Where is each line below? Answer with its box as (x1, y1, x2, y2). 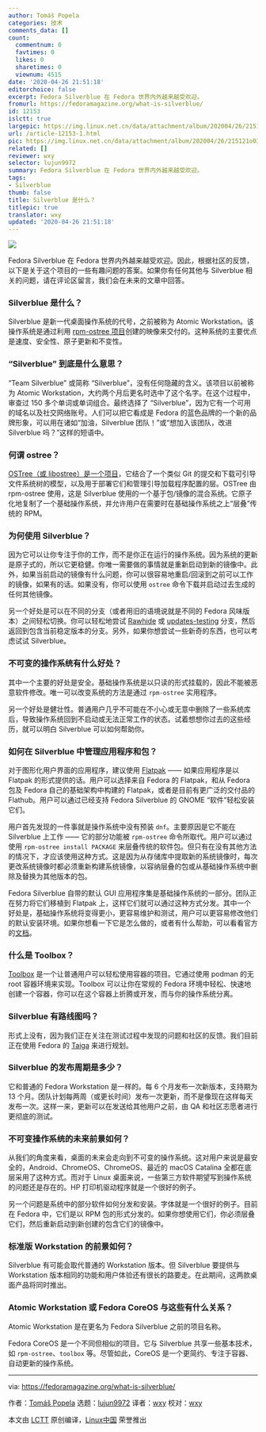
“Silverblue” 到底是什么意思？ (8, 359, 124, 370)
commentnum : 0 (15, 41, 62, 49)
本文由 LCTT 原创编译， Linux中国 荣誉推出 (8, 1415, 147, 1424)
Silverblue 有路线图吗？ (8, 1011, 99, 1022)
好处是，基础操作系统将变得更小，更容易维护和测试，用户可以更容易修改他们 (8, 908, 258, 917)
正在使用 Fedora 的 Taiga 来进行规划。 (8, 1040, 133, 1050)
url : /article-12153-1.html (8, 129, 101, 137)
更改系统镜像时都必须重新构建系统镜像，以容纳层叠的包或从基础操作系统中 (8, 862, 251, 871)
